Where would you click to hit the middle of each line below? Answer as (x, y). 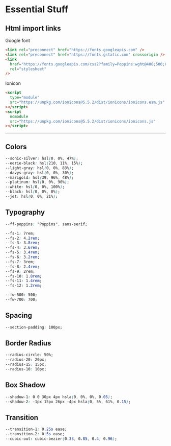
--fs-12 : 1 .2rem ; (24, 286)
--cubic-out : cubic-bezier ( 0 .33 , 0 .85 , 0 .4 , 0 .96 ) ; (61, 439)
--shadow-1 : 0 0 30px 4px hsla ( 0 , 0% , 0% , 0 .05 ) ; (59, 397)
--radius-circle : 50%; (29, 355)
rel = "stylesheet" (28, 69)
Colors (16, 147)
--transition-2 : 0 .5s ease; (35, 434)
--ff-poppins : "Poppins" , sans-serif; (46, 224)
